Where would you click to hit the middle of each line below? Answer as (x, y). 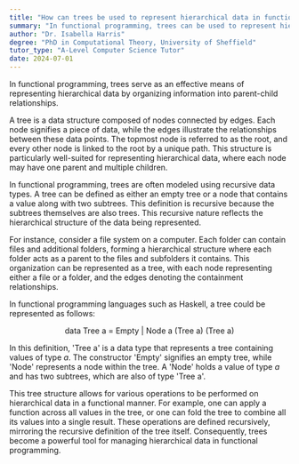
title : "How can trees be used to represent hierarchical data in (135, 17)
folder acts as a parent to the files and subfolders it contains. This (129, 258)
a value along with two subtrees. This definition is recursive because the (142, 204)
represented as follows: (53, 313)
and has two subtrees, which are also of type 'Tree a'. (108, 376)
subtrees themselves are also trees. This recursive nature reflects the (137, 213)
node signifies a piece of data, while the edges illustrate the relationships (143, 129)
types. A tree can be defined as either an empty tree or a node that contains (149, 194)
